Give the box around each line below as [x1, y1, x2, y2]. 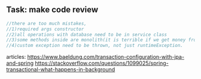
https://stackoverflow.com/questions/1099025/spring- [35, 59, 169, 67]
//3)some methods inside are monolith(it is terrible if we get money [6, 37, 186, 43]
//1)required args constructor [6, 26, 84, 32]
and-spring [6, 59, 34, 67]
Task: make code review [6, 5, 99, 15]
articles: [6, 53, 26, 61]
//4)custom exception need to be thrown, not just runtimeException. [6, 43, 184, 49]
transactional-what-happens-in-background [6, 66, 115, 73]
